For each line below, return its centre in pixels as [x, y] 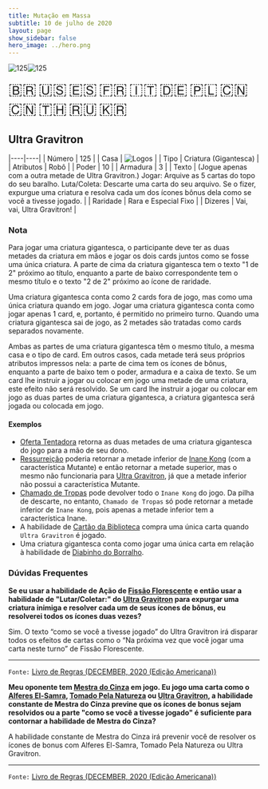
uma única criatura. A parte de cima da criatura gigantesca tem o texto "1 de [134, 265]
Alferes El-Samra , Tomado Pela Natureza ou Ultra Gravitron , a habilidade [131, 695]
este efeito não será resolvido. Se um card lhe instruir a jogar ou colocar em [133, 389]
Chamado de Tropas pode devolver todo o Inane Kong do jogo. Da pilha [137, 493]
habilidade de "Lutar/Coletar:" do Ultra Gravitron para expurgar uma [124, 599]
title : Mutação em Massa [49, 16]
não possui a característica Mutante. [80, 484]
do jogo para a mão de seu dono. [74, 450]
